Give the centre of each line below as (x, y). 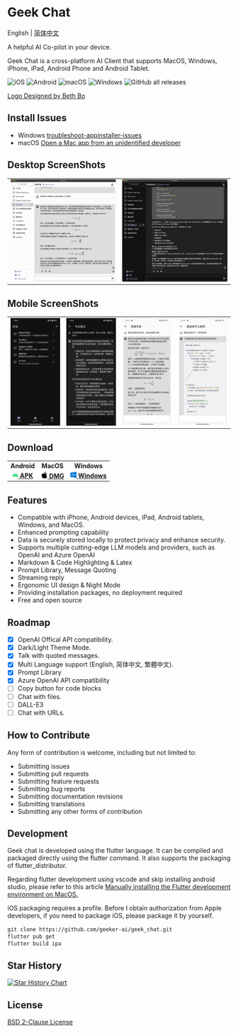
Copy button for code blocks (59, 688)
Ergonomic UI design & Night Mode (69, 585)
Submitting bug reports (51, 788)
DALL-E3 (30, 704)
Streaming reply (41, 578)
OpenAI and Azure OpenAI (56, 555)
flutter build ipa (34, 944)
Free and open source (50, 601)
